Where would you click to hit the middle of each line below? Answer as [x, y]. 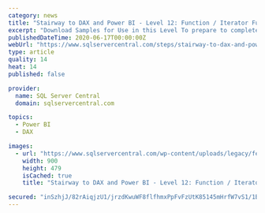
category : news [33, 15]
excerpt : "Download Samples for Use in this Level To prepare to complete [134, 30]
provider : [24, 88]
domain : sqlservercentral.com [65, 103]
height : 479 [42, 168]
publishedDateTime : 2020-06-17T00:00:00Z [77, 37]
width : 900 [40, 161]
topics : [21, 118]
